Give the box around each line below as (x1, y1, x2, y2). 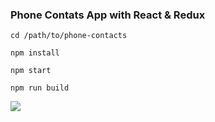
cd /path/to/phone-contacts (10, 31, 128, 41)
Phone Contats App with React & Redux (10, 8, 206, 22)
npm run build (10, 83, 70, 93)
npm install (10, 48, 60, 58)
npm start (10, 66, 52, 76)
